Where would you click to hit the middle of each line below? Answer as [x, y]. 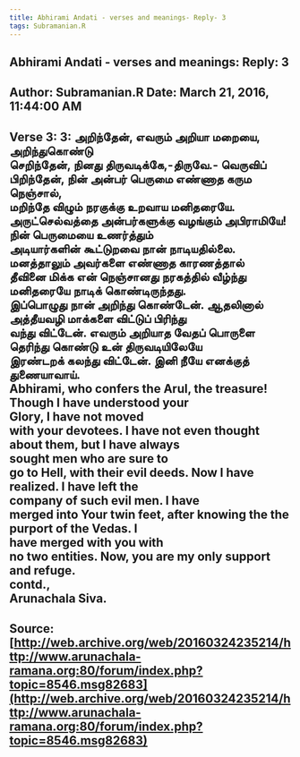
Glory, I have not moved [77, 417]
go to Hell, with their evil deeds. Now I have [132, 472]
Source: [32, 629]
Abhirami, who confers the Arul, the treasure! [139, 389]
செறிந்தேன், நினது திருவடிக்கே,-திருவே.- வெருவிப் [138, 165]
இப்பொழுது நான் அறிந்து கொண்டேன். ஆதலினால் [137, 305]
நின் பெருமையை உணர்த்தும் [81, 235]
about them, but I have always [95, 444]
